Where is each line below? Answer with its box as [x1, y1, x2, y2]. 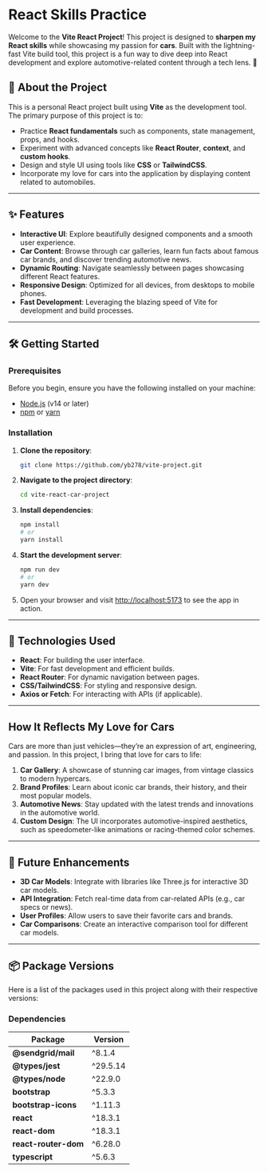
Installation [8, 427, 53, 438]
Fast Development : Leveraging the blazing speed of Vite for [19, 297, 218, 306]
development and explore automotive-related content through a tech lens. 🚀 [8, 58, 258, 67]
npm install [19, 521, 60, 529]
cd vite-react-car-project [19, 490, 110, 499]
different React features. [19, 271, 100, 281]
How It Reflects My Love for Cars [8, 720, 175, 734]
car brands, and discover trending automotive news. [19, 254, 192, 264]
